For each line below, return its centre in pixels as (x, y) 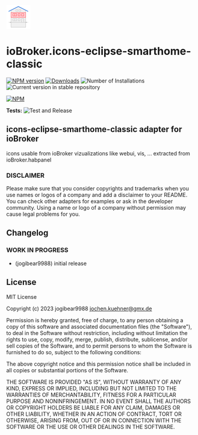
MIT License (22, 296)
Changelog (27, 233)
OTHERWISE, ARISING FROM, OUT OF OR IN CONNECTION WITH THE (94, 420)
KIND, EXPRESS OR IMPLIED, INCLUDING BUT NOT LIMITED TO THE (91, 388)
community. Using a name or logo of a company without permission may (96, 208)
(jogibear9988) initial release (51, 263)
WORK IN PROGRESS (37, 250)
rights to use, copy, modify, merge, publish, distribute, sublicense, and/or (97, 339)
